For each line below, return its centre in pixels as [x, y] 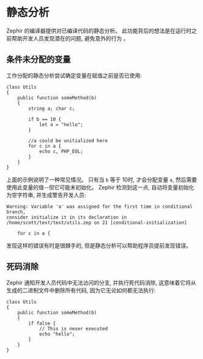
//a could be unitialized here [68, 141]
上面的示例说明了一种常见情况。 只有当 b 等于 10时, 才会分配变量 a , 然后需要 [102, 179]
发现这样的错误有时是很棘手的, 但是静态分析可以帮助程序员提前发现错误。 [99, 245]
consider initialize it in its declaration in [67, 217]
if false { [42, 323]
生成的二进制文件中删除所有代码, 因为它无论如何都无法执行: [81, 290]
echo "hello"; [57, 334]
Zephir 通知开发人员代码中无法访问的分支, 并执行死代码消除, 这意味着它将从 [102, 282]
